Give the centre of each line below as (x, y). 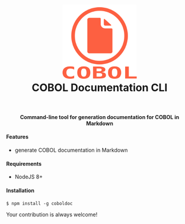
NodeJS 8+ (29, 177)
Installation (20, 190)
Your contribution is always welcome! (52, 215)
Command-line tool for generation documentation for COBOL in (100, 117)
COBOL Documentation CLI (100, 88)
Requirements (24, 164)
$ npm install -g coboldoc (39, 204)
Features (17, 137)
